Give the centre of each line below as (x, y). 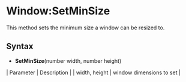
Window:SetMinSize (58, 11)
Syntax (20, 46)
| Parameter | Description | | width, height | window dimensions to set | (94, 72)
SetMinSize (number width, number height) (68, 60)
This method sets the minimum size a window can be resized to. (85, 28)
